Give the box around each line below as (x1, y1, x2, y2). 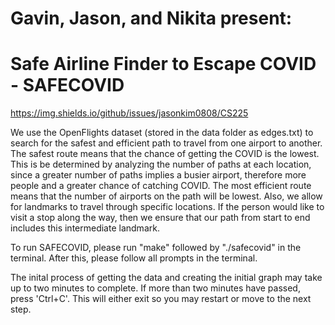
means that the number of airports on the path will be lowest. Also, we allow (10, 190, 323, 202)
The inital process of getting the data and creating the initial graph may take (10, 272, 323, 284)
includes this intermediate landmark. (10, 222, 160, 234)
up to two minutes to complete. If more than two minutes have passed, (10, 282, 301, 294)
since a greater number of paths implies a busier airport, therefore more (10, 169, 307, 181)
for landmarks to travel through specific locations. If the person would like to (10, 201, 325, 213)
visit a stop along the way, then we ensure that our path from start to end (10, 212, 311, 224)
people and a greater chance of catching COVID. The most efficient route (10, 180, 312, 192)
